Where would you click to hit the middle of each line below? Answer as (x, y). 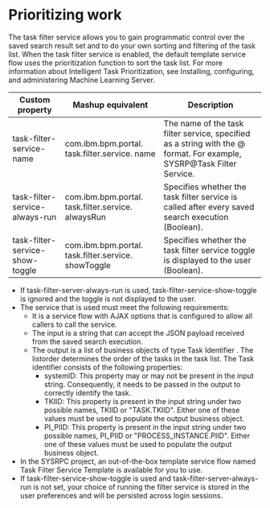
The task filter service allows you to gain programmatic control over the (127, 37)
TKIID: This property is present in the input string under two (143, 401)
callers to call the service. (75, 324)
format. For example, (202, 153)
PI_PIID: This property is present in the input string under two (145, 427)
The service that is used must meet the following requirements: (125, 307)
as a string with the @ (205, 143)
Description (211, 105)
